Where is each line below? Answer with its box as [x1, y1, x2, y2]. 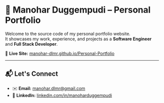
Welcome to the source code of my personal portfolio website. [5, 31, 131, 36]
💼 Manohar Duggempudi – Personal [5, 4, 151, 16]
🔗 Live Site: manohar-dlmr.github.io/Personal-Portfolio [5, 51, 115, 56]
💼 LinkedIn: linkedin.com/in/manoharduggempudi [12, 92, 112, 98]
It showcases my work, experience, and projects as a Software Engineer [5, 36, 152, 42]
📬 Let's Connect [5, 70, 59, 78]
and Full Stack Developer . [5, 41, 58, 47]
